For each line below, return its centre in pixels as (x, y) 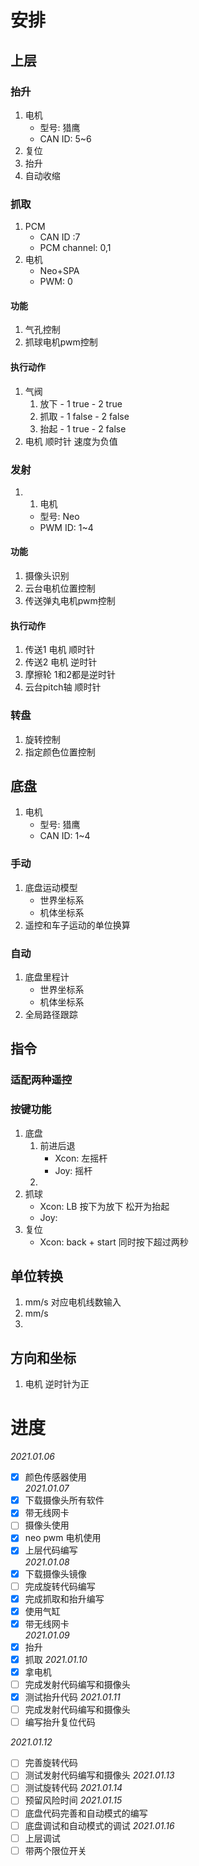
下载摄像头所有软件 (64, 1500)
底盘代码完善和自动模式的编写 (86, 1813)
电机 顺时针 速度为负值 (71, 441)
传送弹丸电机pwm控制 (70, 601)
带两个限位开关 (55, 1850)
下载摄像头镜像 (55, 1573)
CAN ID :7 (60, 237)
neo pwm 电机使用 (63, 1538)
